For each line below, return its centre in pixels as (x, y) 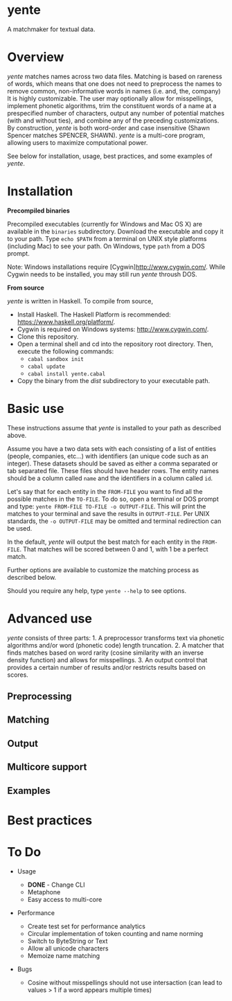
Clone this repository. (48, 336)
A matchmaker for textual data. (51, 29)
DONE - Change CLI (56, 885)
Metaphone (44, 892)
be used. (20, 528)
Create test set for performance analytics (86, 926)
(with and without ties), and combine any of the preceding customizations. (113, 121)
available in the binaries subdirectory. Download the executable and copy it (115, 231)
